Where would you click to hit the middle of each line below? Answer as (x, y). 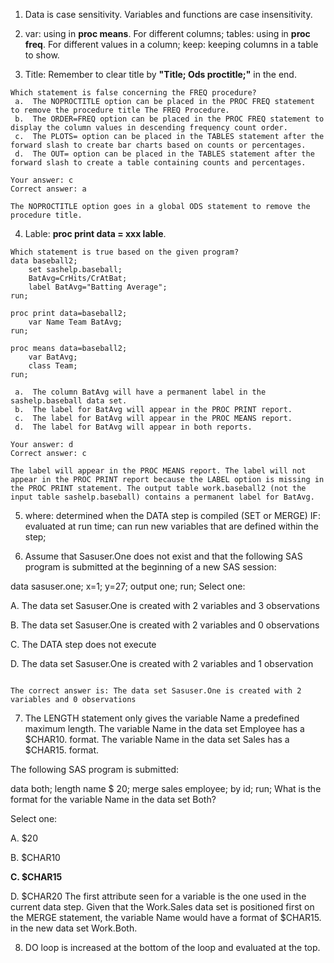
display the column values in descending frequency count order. (149, 128)
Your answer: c (42, 180)
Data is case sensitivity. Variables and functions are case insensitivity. (168, 14)
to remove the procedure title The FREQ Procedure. (120, 110)
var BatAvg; (53, 357)
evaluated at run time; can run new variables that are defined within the (171, 526)
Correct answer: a (48, 189)
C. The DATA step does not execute (83, 644)
